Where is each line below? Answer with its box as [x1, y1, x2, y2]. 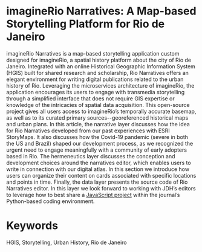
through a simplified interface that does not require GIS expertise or [6, 95, 175, 102]
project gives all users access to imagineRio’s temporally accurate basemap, [6, 108, 197, 115]
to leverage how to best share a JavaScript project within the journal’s [6, 191, 180, 198]
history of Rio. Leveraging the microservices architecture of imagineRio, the [6, 82, 195, 89]
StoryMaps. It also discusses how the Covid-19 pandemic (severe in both [6, 133, 189, 140]
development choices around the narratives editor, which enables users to [6, 159, 192, 166]
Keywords [6, 219, 59, 233]
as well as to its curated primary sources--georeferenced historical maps [6, 114, 189, 121]
